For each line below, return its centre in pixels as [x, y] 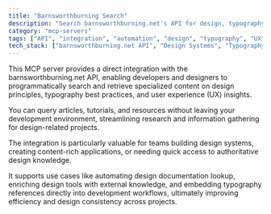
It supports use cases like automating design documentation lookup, [122, 176]
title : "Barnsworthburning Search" [68, 16]
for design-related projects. [54, 128]
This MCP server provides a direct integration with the [98, 69]
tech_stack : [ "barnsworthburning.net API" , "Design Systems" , [115, 46]
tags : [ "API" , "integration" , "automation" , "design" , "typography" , [128, 38]
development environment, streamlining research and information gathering [134, 119]
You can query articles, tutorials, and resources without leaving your [122, 111]
